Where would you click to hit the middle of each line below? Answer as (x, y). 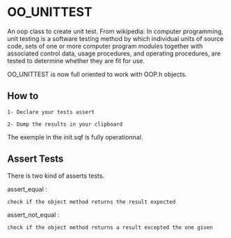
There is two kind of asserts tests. (56, 176)
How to (23, 96)
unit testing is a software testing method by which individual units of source (115, 38)
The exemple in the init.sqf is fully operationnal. (75, 137)
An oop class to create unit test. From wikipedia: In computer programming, (115, 31)
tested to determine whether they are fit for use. (76, 60)
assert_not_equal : (33, 214)
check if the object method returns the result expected (91, 202)
